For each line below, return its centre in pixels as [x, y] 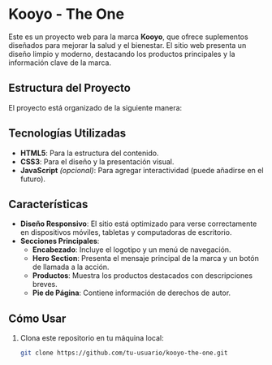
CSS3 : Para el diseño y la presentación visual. [97, 161]
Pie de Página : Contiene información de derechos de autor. [132, 293]
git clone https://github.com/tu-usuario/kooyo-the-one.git [124, 353]
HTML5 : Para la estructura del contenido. [89, 153]
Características [48, 204]
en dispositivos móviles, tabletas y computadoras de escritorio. [126, 232]
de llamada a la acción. [71, 267]
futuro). [33, 179]
